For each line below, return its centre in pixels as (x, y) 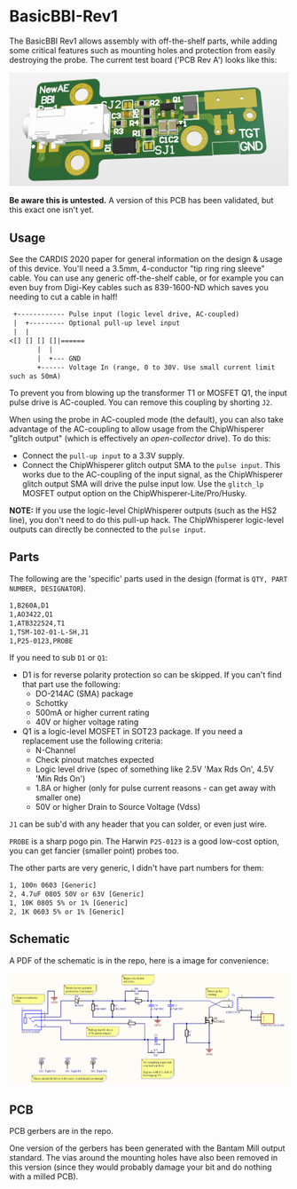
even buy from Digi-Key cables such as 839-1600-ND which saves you (139, 287)
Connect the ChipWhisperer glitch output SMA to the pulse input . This (151, 464)
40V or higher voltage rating (87, 722)
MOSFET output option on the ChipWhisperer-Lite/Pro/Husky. (134, 493)
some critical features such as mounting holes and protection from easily (143, 50)
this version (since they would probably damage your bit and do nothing (141, 1167)
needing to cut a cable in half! (63, 297)
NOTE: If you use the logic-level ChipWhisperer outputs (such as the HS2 (143, 510)
